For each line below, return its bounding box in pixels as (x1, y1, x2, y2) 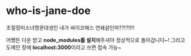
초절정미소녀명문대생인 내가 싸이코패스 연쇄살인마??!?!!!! (6, 24, 135, 31)
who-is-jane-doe (6, 4, 91, 17)
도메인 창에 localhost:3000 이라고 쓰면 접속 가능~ (6, 44, 122, 51)
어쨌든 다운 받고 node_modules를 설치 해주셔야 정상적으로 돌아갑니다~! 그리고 (6, 36, 186, 43)
